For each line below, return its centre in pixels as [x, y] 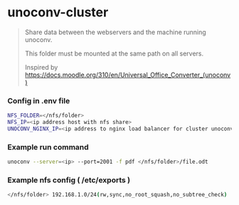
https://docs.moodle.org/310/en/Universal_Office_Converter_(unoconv [128, 75]
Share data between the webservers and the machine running [115, 32]
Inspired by [41, 67]
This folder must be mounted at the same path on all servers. [114, 53]
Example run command [48, 147]
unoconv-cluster [58, 12]
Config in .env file [39, 100]
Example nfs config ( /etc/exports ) [69, 180]
